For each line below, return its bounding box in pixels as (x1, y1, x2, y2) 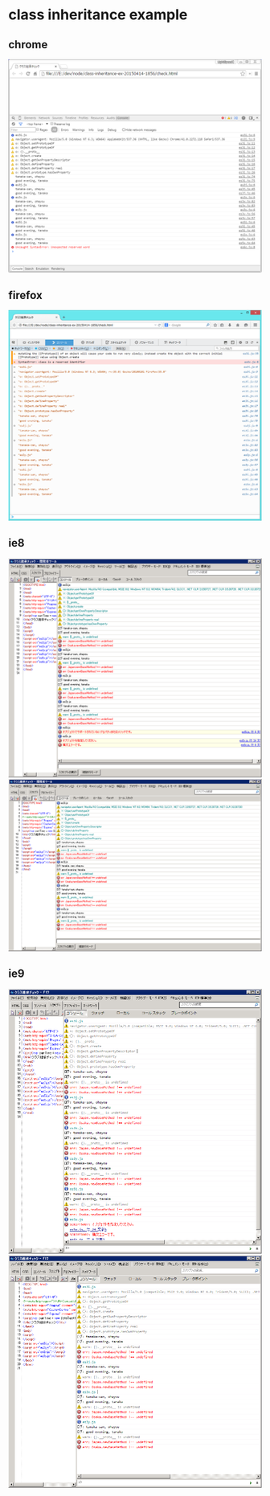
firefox (8, 288, 43, 302)
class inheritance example (8, 6, 188, 24)
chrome (8, 38, 48, 51)
